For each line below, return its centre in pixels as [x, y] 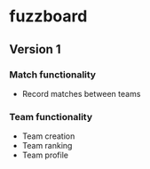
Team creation [48, 136]
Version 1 [35, 49]
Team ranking [47, 146]
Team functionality [51, 117]
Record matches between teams [81, 93]
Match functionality [52, 75]
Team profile [45, 155]
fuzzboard [48, 16]
